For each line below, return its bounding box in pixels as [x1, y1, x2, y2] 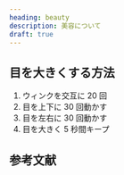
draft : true [9, 29, 54, 38]
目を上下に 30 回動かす [21, 102, 108, 112]
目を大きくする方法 [9, 64, 115, 80]
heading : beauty [9, 12, 70, 22]
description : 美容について [9, 21, 102, 30]
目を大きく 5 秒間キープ [21, 124, 110, 135]
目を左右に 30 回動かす [21, 112, 108, 123]
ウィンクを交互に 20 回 [21, 90, 108, 101]
